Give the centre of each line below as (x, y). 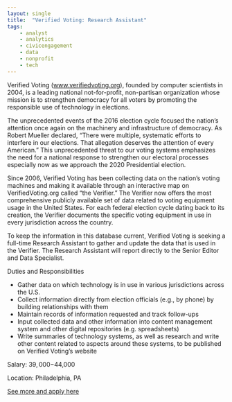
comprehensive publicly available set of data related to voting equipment (111, 200)
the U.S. (28, 292)
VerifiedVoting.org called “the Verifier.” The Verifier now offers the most (109, 193)
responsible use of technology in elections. (69, 107)
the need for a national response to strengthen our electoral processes (108, 157)
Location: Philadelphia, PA (44, 378)
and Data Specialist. (36, 258)
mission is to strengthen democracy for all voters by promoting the (102, 99)
